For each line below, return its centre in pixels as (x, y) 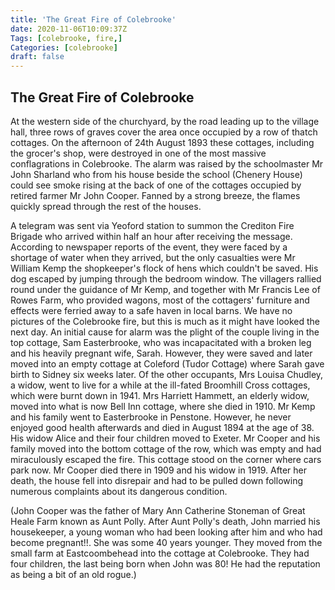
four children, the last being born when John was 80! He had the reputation (165, 563)
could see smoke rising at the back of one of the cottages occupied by (156, 185)
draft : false (37, 57)
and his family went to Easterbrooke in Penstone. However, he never (151, 417)
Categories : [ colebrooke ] (64, 47)
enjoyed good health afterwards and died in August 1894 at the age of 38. (162, 427)
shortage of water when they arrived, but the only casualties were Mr (153, 257)
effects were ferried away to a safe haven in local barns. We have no (151, 310)
